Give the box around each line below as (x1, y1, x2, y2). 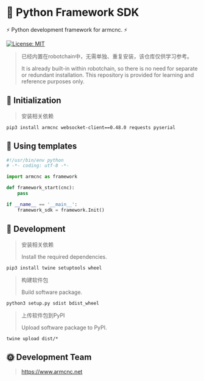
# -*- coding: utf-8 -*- (6, 163, 69, 169)
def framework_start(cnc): (6, 185, 75, 191)
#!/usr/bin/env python (6, 157, 64, 163)
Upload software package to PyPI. (21, 324, 107, 331)
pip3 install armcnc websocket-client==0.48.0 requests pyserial (6, 124, 175, 130)
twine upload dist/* (6, 335, 59, 341)
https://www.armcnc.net (21, 368, 83, 376)
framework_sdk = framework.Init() (17, 207, 105, 213)
